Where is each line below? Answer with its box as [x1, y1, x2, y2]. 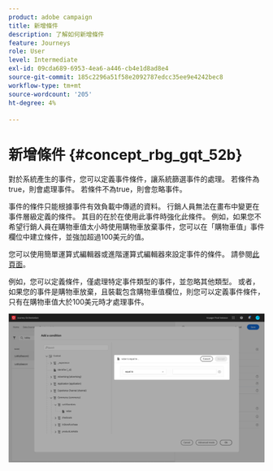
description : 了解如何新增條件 [8, 30, 105, 38]
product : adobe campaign [8, 13, 93, 21]
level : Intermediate [8, 56, 79, 64]
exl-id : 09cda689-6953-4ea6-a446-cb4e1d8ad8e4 [8, 65, 169, 73]
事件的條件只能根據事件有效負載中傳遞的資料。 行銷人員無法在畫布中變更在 [8, 201, 260, 211]
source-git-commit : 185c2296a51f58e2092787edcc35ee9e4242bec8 [8, 73, 223, 81]
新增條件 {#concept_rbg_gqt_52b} [8, 146, 243, 164]
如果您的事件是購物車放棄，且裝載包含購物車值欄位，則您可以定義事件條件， [8, 287, 265, 296]
